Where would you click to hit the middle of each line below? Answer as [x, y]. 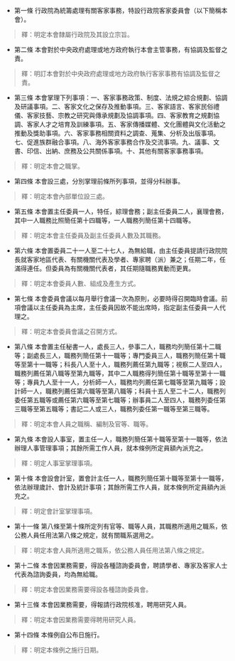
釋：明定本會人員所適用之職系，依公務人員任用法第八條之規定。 [114, 550]
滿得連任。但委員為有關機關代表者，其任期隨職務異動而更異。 [104, 268]
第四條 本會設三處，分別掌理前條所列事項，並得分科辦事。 [99, 181]
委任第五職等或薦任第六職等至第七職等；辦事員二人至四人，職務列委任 [117, 400]
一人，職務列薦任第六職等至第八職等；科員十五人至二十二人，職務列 [126, 391]
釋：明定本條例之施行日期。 [62, 650]
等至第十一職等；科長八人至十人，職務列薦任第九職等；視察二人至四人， [120, 364]
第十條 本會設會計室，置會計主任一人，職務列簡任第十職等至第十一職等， [121, 478]
